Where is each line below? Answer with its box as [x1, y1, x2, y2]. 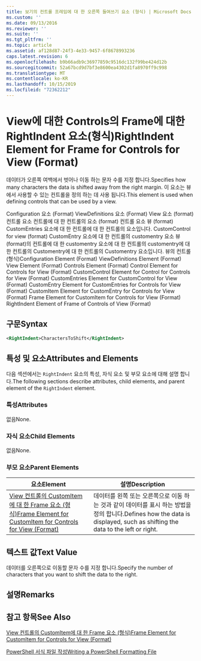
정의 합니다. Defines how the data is [93, 510, 190, 518]
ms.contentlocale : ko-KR [6, 76, 68, 82]
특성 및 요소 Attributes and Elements [6, 353, 139, 363]
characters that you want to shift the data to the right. [6, 571, 138, 578]
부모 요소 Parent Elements [6, 463, 80, 471]
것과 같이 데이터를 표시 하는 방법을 [100, 501, 191, 509]
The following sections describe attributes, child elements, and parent [12, 378, 185, 385]
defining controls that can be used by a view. [6, 197, 117, 205]
